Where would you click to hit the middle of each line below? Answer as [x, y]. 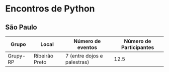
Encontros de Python [50, 9]
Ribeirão [44, 56]
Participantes [138, 47]
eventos [87, 47]
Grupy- [17, 56]
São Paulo [21, 27]
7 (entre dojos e [84, 56]
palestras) [77, 62]
